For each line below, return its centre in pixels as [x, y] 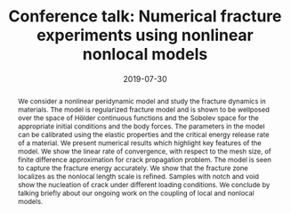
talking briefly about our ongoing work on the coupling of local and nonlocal [136, 193]
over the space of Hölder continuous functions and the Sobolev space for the [138, 118]
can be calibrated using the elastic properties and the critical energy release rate [143, 134]
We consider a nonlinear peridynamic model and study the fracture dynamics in [141, 101]
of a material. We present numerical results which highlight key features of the [139, 143]
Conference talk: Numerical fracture [145, 16]
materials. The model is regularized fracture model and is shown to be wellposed [143, 109]
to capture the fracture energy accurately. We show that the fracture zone [133, 168]
